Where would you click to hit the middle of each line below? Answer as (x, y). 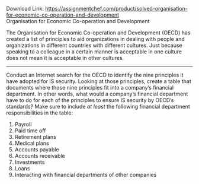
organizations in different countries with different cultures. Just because (94, 45)
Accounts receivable (40, 156)
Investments (30, 162)
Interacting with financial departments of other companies (86, 175)
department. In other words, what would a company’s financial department (97, 94)
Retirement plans (35, 137)
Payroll (23, 124)
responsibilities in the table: (40, 113)
